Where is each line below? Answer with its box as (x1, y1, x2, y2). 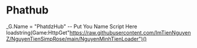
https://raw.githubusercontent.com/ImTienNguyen (69, 29, 191, 36)
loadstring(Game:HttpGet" (6, 29, 70, 36)
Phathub (6, 4, 49, 17)
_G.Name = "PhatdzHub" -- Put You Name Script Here (6, 23, 137, 30)
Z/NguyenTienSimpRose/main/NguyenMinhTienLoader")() (6, 35, 147, 42)
